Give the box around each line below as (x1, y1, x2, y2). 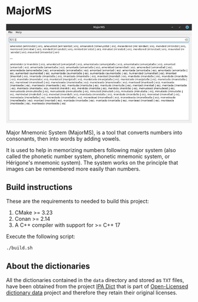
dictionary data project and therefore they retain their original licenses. (6, 289, 178, 296)
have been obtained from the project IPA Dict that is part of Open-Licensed (6, 283, 189, 290)
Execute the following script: (6, 233, 75, 240)
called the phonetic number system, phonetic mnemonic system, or (6, 153, 170, 160)
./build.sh (6, 245, 33, 251)
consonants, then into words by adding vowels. (6, 135, 121, 142)
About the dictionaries (6, 261, 90, 271)
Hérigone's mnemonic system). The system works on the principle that (6, 159, 179, 166)
